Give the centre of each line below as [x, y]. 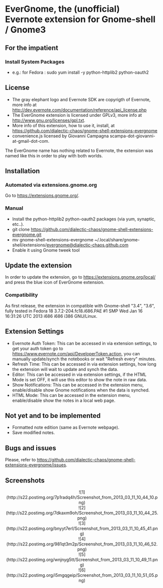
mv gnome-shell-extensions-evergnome [53, 240]
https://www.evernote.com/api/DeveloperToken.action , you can [76, 353]
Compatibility [21, 295]
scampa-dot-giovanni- [132, 136]
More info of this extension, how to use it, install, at [63, 125]
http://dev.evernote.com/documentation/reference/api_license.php [79, 110]
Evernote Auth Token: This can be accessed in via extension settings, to [84, 343]
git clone [21, 229]
